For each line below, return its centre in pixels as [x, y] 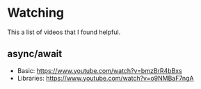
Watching [36, 13]
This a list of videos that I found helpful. [64, 32]
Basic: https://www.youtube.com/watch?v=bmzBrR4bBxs [99, 70]
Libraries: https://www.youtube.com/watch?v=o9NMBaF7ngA [105, 78]
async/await [35, 54]
